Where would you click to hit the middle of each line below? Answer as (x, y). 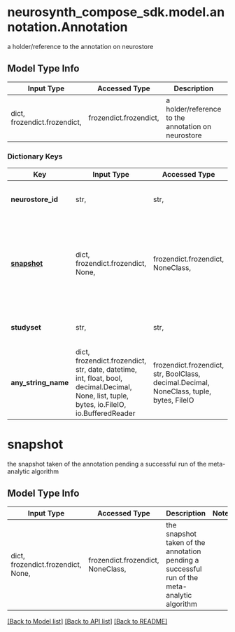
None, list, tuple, (102, 396)
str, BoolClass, (177, 374)
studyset (26, 328)
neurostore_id (34, 199)
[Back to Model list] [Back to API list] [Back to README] (87, 621)
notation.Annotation (67, 27)
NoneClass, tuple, (182, 391)
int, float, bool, (99, 378)
